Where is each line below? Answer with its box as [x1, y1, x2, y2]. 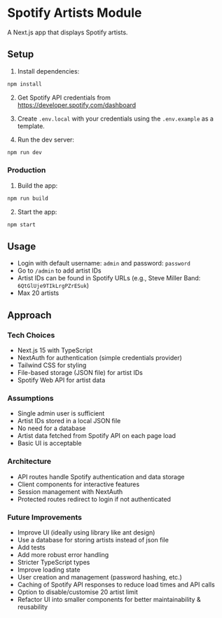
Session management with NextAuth [17, 487, 123, 495]
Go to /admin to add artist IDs [17, 266, 102, 275]
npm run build [7, 195, 49, 202]
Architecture [7, 457, 52, 467]
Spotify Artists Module [7, 5, 142, 21]
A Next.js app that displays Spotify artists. [7, 28, 128, 36]
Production [7, 165, 46, 175]
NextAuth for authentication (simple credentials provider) [17, 354, 182, 362]
